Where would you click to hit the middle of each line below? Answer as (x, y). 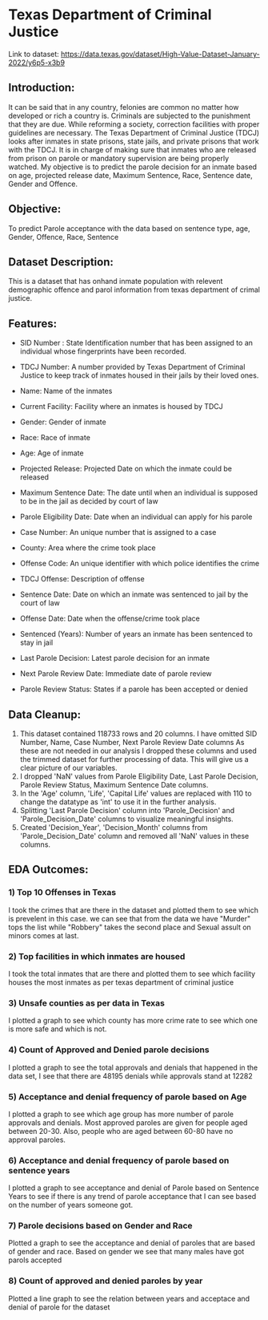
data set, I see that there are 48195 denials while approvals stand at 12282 (131, 1075)
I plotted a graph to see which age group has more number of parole (121, 1114)
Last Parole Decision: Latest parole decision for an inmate (115, 658)
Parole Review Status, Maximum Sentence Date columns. (114, 785)
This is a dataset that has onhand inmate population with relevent (116, 281)
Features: (33, 324)
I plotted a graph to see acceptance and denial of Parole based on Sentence (134, 1188)
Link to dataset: (34, 54)
